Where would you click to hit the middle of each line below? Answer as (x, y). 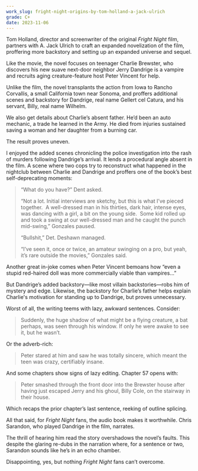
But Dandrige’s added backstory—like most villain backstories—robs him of (98, 285)
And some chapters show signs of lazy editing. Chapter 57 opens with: (92, 373)
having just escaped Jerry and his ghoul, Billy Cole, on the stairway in (105, 391)
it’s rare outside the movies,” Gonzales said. (74, 255)
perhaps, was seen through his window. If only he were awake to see (105, 326)
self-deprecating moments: (39, 178)
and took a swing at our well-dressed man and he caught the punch (103, 220)
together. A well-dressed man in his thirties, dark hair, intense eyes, (103, 207)
